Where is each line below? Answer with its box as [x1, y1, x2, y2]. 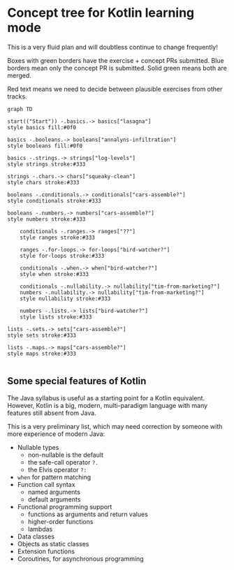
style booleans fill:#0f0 [7, 142, 82, 149]
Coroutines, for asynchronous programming [17, 554, 145, 563]
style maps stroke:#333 [7, 350, 77, 357]
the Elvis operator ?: [27, 465, 87, 474]
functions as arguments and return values [27, 510, 148, 518]
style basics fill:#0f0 [7, 124, 77, 131]
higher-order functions [27, 517, 94, 525]
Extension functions [17, 547, 75, 555]
